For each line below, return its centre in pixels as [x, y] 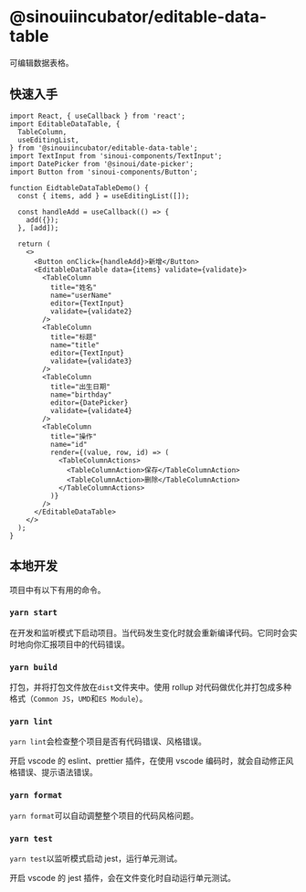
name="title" [75, 345]
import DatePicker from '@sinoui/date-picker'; [102, 164]
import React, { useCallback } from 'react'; [97, 116]
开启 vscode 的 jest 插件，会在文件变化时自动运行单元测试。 [122, 878]
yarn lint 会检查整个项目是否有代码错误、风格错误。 [108, 741]
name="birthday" [81, 395]
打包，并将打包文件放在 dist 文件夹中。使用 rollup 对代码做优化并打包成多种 [151, 687]
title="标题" [74, 337]
